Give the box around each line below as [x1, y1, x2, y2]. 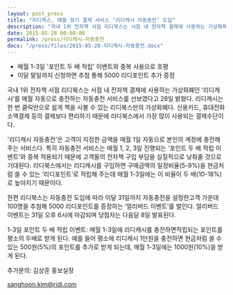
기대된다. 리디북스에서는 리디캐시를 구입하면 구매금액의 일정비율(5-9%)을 [7, 161, 206, 169]
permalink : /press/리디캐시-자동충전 [7, 36, 105, 43]
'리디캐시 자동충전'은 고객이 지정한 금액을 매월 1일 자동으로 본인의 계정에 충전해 [7, 135, 221, 143]
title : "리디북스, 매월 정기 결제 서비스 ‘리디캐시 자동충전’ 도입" [7, 17, 175, 24]
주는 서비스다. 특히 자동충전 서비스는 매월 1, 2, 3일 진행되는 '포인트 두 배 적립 [7, 144, 214, 152]
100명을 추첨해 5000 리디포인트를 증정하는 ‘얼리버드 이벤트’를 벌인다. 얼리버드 [7, 202, 219, 210]
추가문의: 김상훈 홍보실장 [7, 267, 74, 274]
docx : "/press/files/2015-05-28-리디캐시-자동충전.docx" [7, 42, 164, 49]
